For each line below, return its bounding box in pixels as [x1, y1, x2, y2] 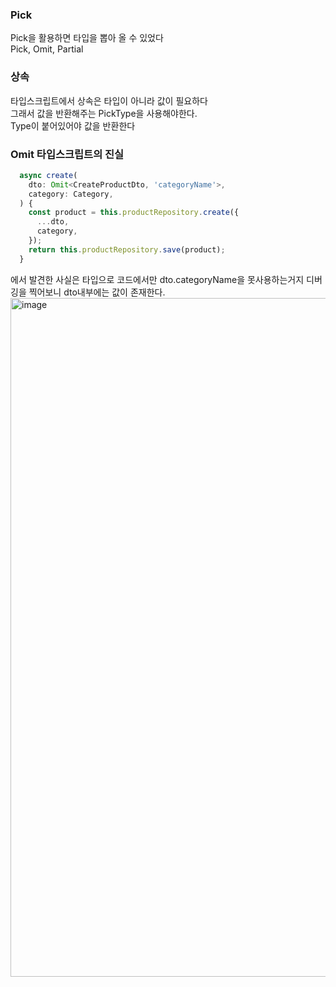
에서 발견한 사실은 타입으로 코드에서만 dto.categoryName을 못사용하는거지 [10, 273, 305, 285]
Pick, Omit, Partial [10, 43, 84, 55]
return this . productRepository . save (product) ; [28, 244, 226, 255]
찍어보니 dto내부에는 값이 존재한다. [28, 286, 166, 298]
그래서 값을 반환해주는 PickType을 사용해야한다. [10, 107, 198, 119]
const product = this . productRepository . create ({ [28, 208, 240, 218]
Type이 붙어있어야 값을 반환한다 [10, 119, 136, 132]
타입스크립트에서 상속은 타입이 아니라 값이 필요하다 [10, 94, 208, 107]
